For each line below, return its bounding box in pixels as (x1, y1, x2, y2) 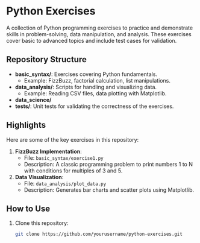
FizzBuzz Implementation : (14, 148, 83, 155)
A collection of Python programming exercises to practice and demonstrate (6, 24, 193, 31)
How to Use (6, 203, 51, 213)
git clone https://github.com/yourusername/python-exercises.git (14, 231, 183, 238)
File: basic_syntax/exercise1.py (23, 154, 104, 161)
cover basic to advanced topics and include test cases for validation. (6, 37, 177, 44)
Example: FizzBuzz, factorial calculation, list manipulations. (23, 77, 170, 84)
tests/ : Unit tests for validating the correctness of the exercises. (14, 103, 174, 110)
